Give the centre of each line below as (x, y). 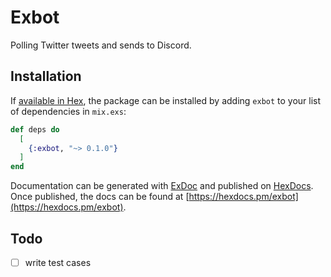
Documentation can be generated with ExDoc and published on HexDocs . (162, 186)
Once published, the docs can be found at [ (100, 197)
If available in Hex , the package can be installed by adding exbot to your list (166, 100)
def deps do (35, 129)
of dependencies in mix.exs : (68, 111)
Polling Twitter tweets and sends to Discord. (101, 45)
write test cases (58, 262)
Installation (46, 76)
